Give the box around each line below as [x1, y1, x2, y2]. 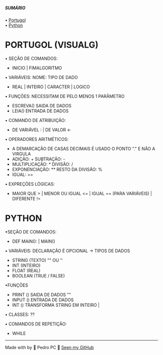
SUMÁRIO [5, 5, 26, 11]
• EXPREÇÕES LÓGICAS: [5, 181, 55, 187]
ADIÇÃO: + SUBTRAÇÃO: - [12, 156, 65, 162]
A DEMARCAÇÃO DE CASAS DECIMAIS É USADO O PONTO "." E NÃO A [12, 145, 155, 152]
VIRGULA [12, 151, 31, 157]
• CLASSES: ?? [5, 311, 35, 317]
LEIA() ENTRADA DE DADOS [12, 108, 69, 114]
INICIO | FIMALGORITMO [12, 65, 62, 71]
